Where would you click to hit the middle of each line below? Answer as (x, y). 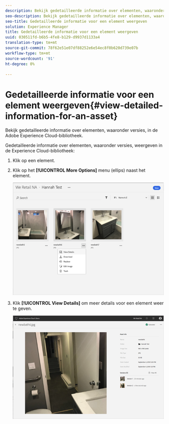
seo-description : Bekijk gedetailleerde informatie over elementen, (78, 16)
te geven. (22, 308)
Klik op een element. (34, 161)
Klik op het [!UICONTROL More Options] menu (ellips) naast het (79, 170)
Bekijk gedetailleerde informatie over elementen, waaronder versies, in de (81, 130)
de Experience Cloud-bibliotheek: (40, 151)
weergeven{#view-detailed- (103, 105)
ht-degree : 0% (20, 64)
